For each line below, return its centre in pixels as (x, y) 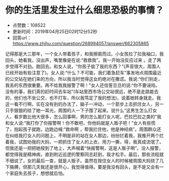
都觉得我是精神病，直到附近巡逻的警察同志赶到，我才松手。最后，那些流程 (82, 154)
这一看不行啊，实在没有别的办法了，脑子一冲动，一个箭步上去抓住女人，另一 (84, 104)
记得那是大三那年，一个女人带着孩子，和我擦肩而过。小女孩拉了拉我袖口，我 (84, 54)
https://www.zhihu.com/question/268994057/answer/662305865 (81, 43)
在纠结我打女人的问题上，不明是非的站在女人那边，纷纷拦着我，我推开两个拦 (84, 135)
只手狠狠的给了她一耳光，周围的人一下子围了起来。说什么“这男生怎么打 (79, 110)
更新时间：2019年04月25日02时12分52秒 (55, 31)
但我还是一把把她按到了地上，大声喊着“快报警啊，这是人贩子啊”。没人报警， (84, 148)
